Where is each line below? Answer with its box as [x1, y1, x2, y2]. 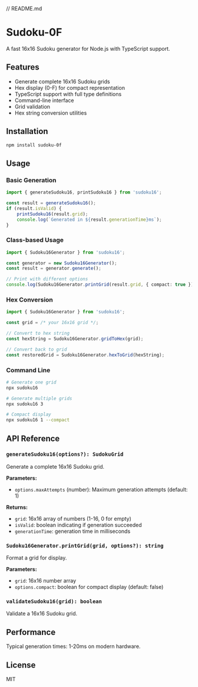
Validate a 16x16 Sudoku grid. [6, 610, 78, 617]
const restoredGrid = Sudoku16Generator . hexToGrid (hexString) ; [6, 352, 165, 358]
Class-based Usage [6, 236, 64, 244]
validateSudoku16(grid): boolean [6, 598, 102, 605]
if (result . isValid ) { [6, 205, 62, 211]
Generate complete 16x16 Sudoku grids [14, 78, 110, 85]
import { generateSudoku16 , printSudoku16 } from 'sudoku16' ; [6, 189, 162, 195]
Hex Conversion [6, 295, 53, 303]
